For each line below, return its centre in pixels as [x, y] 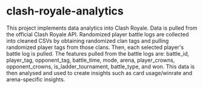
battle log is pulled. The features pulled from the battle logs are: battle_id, [98, 53]
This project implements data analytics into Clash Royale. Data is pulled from [102, 28]
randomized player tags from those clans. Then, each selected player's [95, 47]
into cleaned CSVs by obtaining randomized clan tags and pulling [88, 41]
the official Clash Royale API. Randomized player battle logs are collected [98, 34]
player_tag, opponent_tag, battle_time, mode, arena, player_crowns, [91, 60]
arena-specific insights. [36, 79]
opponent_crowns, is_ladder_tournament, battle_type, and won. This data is [101, 66]
